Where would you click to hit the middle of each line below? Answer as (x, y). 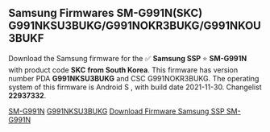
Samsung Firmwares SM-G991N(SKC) (106, 13)
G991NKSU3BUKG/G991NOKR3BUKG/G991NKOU (135, 26)
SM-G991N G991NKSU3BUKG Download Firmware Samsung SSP (116, 111)
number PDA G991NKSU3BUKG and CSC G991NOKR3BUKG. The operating (134, 78)
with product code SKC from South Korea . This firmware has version (123, 70)
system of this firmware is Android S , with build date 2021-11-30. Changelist (135, 87)
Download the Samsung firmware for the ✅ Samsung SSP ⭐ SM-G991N (128, 58)
